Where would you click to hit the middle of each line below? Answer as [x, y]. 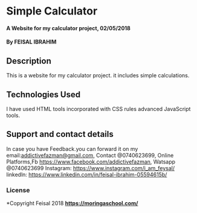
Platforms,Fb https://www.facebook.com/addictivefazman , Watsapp [91, 162]
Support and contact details [60, 134]
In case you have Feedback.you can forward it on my [72, 148]
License [18, 190]
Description [29, 61]
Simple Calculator [52, 11]
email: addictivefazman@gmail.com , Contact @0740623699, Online [90, 155]
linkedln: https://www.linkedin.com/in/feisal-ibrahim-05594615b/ [87, 174]
